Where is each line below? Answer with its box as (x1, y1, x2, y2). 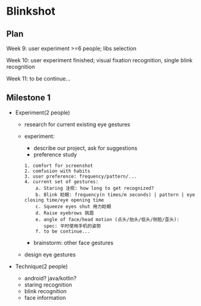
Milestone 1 (6, 93, 51, 103)
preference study (33, 151, 78, 158)
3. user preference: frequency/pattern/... (24, 173, 137, 180)
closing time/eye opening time (24, 197, 104, 203)
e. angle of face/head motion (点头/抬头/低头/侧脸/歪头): (35, 216, 180, 222)
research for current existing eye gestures (24, 120, 130, 128)
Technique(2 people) (15, 263, 68, 270)
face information (24, 294, 66, 301)
